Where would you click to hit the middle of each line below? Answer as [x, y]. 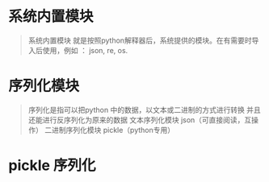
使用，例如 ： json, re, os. [85, 50]
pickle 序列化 [52, 165]
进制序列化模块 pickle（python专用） [113, 130]
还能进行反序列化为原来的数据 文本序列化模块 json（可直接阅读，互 [140, 120]
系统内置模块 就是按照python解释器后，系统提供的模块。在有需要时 [140, 40]
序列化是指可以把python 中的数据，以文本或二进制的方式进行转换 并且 [144, 110]
